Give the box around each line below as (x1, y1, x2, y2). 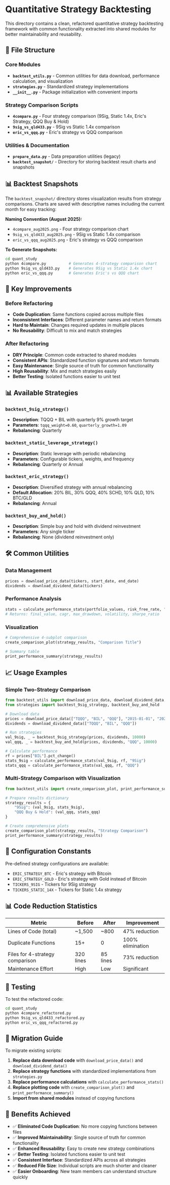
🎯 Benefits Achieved (5, 1110, 71, 1119)
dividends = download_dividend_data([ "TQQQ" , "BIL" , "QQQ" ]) (5, 721, 137, 726)
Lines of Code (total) (8, 928, 57, 935)
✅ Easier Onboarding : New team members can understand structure (12, 1168, 157, 1174)
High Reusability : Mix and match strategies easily (12, 368, 117, 374)
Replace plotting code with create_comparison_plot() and (12, 1085, 135, 1091)
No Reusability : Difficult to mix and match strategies (12, 327, 122, 333)
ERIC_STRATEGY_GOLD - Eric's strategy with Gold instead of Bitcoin (12, 875, 147, 882)
